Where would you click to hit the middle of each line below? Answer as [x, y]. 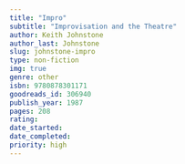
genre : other [34, 77]
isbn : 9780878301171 [49, 86]
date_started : [36, 128]
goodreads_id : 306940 [51, 94]
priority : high [38, 145]
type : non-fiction [44, 60]
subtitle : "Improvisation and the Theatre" [93, 26]
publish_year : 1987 [46, 102]
